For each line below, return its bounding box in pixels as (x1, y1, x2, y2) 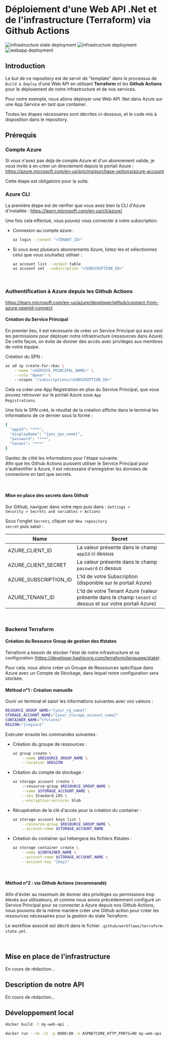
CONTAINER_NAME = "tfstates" (5, 717, 62, 722)
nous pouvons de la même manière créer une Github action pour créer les (5, 907, 159, 914)
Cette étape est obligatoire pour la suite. (5, 178, 89, 184)
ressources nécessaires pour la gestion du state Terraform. (5, 913, 129, 919)
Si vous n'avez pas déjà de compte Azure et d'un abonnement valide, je (5, 158, 155, 164)
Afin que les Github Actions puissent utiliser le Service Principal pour (5, 460, 149, 466)
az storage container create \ (12, 845, 79, 850)
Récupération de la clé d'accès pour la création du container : (12, 807, 142, 813)
